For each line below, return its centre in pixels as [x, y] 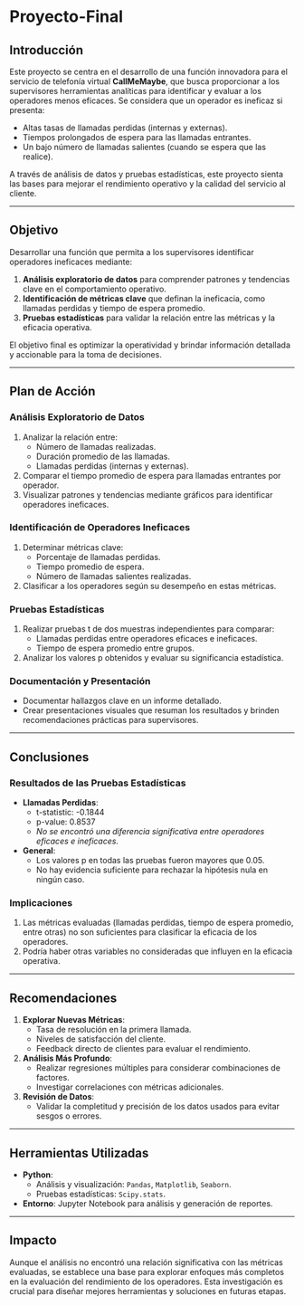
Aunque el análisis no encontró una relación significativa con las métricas [146, 1262]
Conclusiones [49, 757]
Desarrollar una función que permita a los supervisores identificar [132, 252]
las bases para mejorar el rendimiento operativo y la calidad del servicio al [148, 184]
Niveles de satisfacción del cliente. [101, 1039]
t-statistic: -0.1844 [70, 813]
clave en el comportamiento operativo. [95, 289]
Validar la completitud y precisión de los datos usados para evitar [158, 1107]
